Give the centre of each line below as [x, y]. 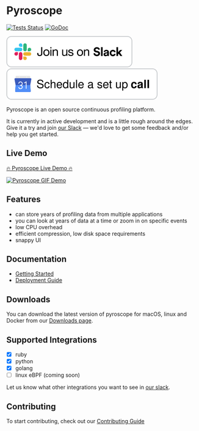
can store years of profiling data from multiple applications [89, 214]
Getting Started [34, 274]
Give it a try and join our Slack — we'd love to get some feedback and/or [98, 127]
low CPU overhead [39, 227]
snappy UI [28, 240]
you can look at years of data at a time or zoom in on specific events [101, 221]
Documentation [37, 259]
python [24, 362]
